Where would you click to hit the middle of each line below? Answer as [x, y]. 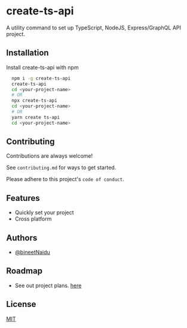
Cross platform [33, 219]
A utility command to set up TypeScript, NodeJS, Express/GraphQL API [93, 28]
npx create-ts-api [35, 101]
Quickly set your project [44, 213]
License [21, 304]
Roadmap [24, 271]
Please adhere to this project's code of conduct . [65, 179]
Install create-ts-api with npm [42, 67]
